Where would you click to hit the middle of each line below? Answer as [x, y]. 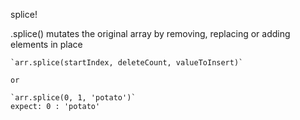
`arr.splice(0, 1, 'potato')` [73, 98]
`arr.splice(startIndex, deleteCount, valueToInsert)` [127, 63]
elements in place [46, 44]
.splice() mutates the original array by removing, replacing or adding [150, 33]
